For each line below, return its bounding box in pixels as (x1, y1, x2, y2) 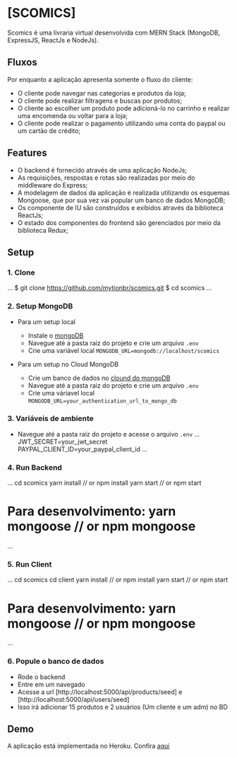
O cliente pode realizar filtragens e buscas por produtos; (17, 96, 182, 105)
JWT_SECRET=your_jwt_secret (17, 437, 108, 446)
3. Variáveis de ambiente (7, 414, 94, 424)
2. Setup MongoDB (7, 301, 73, 311)
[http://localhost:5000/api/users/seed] (17, 695, 130, 703)
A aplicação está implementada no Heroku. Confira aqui (7, 741, 170, 751)
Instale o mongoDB (28, 331, 84, 340)
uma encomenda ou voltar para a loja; (17, 111, 128, 120)
